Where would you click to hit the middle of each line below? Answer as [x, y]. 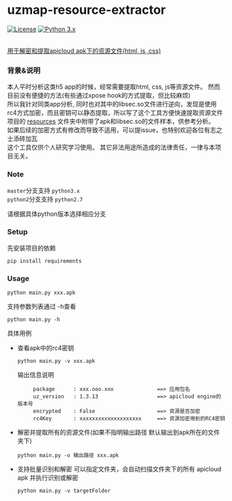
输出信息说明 [35, 375]
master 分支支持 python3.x [44, 190]
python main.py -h [34, 320]
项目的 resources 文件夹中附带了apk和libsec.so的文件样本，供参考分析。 [111, 121]
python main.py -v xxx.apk [56, 361]
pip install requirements [44, 261]
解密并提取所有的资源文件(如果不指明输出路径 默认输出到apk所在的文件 [118, 432]
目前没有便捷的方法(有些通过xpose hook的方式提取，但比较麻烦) [99, 95]
